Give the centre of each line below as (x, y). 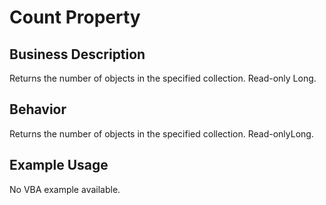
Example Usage (59, 165)
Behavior (38, 109)
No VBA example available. (65, 189)
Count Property (75, 17)
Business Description (77, 54)
